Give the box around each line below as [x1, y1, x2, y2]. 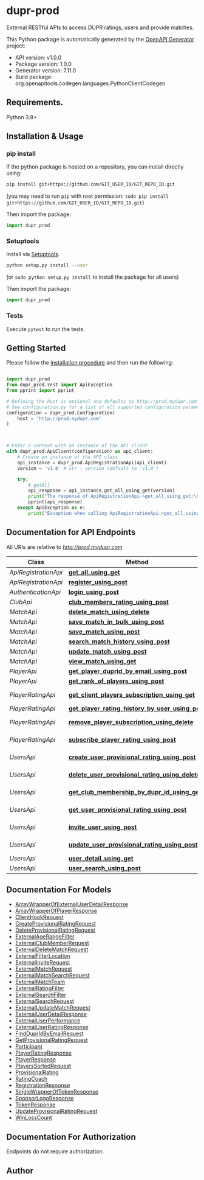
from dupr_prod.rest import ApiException [6, 382, 113, 388]
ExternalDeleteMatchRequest [15, 946, 89, 953]
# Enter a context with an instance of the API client [6, 442, 148, 449]
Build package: [15, 73, 53, 80]
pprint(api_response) [28, 499, 83, 505]
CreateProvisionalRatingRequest [15, 920, 96, 927]
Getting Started [6, 343, 66, 353]
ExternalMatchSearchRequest [15, 972, 90, 979]
